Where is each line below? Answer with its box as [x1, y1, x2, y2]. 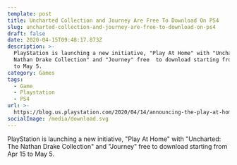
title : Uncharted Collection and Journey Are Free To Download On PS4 [7, 17, 219, 24]
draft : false [7, 30, 46, 37]
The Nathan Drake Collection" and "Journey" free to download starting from [7, 142, 228, 150]
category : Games [7, 69, 55, 76]
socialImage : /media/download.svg [7, 115, 109, 122]
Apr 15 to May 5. [7, 149, 55, 158]
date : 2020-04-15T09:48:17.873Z [7, 37, 102, 44]
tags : [7, 75, 23, 83]
